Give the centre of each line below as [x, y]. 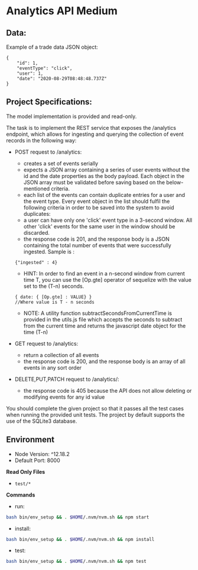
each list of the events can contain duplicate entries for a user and [104, 195]
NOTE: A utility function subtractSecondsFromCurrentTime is [98, 313]
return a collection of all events [61, 355]
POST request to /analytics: [48, 152]
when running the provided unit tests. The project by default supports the [95, 415]
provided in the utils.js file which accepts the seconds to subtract [103, 319]
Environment [30, 440]
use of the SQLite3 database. [42, 421]
